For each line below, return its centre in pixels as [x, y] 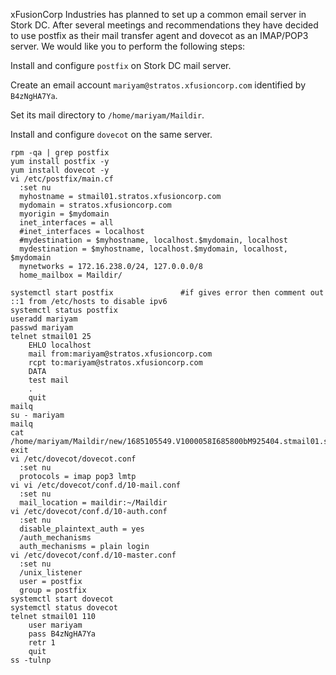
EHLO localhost [60, 345]
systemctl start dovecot [62, 599]
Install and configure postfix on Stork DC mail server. [121, 65]
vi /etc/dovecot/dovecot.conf [73, 459]
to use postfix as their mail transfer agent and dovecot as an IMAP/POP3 [159, 35]
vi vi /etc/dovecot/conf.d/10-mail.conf [96, 485]
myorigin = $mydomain [64, 214]
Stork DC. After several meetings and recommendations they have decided [164, 25]
